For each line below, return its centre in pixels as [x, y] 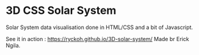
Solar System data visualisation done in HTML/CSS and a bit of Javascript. [99, 27]
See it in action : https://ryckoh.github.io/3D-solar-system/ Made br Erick [98, 39]
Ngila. [13, 45]
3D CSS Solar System [61, 11]
